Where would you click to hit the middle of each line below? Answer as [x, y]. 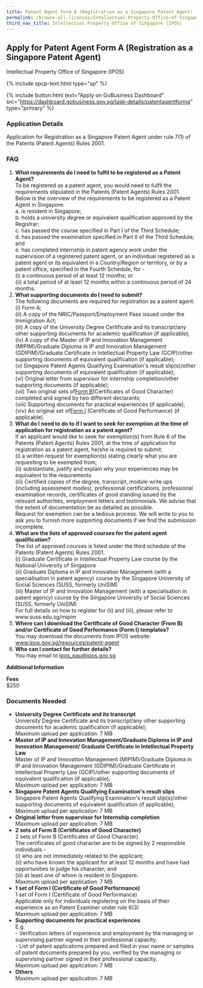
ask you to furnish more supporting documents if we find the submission [105, 520]
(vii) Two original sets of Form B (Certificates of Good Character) [94, 391]
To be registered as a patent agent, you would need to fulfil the [93, 185]
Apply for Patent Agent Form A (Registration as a [100, 48]
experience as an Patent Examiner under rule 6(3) [77, 907]
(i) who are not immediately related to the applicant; [79, 856]
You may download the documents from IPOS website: [83, 636]
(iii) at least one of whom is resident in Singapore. [77, 875]
